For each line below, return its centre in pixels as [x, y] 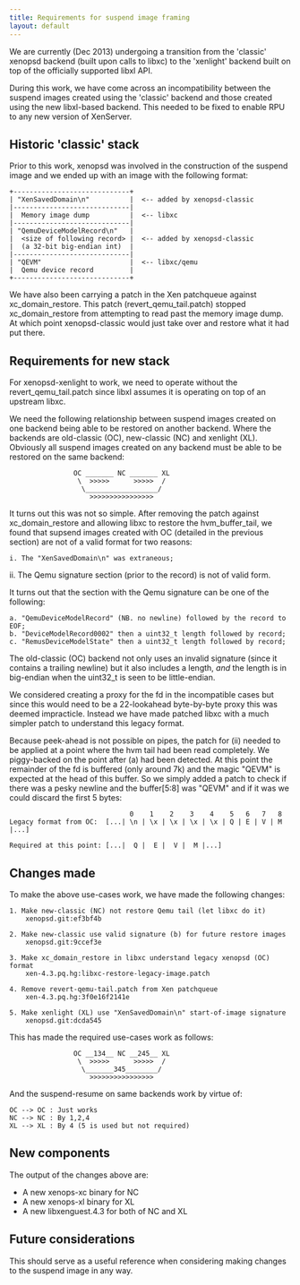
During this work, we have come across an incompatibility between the [140, 88]
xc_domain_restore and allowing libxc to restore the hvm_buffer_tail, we [141, 523]
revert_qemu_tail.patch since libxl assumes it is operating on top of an [137, 392]
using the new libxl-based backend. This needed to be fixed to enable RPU [147, 107]
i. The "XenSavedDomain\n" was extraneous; [92, 559]
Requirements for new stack [90, 360]
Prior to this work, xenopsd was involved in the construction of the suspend [149, 166]
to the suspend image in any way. [71, 1270]
